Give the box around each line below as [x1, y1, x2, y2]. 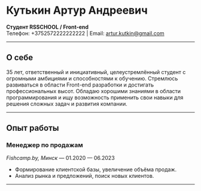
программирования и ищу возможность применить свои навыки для [6, 94, 184, 101]
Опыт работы [6, 123, 59, 133]
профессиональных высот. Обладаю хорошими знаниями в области [6, 87, 181, 94]
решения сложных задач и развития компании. [6, 100, 127, 107]
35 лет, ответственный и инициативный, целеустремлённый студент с [6, 68, 186, 75]
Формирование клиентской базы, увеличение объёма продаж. [14, 166, 177, 173]
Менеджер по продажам [6, 141, 83, 149]
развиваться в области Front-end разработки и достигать [6, 81, 154, 88]
